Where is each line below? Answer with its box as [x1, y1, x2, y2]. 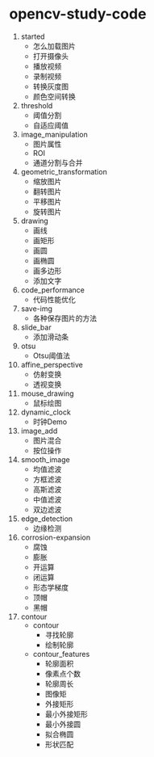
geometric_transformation [20, 166, 107, 176]
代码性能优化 [32, 294, 76, 304]
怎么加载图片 [32, 41, 76, 51]
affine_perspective [20, 360, 84, 369]
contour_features [32, 649, 90, 658]
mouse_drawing [20, 389, 75, 398]
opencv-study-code [9, 5, 147, 23]
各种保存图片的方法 [32, 313, 98, 323]
